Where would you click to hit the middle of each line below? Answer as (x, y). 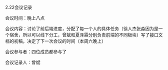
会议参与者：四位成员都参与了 (36, 52)
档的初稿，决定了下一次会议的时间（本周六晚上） (55, 41)
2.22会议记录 (19, 7)
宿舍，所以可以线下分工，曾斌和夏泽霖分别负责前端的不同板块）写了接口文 (86, 35)
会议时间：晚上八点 (25, 18)
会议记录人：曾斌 (23, 62)
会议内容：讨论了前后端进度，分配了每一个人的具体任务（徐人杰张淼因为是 (82, 28)
